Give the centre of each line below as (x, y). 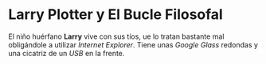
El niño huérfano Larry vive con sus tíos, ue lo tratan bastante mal (116, 36)
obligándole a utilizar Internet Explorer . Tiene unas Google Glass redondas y (133, 44)
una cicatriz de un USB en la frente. (66, 53)
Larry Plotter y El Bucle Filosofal (115, 15)
